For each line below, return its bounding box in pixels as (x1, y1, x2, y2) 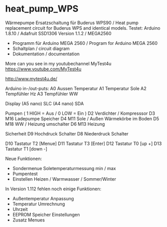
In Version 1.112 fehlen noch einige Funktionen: (5, 186, 102, 192)
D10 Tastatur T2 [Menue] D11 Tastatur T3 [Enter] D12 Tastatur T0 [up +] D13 (5, 140, 162, 146)
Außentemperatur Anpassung (12, 195, 74, 201)
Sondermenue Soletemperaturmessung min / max (12, 165, 116, 171)
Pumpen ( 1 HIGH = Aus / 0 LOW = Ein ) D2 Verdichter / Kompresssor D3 (5, 110, 155, 116)
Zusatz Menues (12, 217, 45, 223)
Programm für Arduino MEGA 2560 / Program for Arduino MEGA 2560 (12, 40, 157, 46)
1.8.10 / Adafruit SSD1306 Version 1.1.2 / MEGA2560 (5, 30, 112, 36)
